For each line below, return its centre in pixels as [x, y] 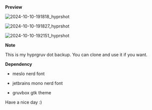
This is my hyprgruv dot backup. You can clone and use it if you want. [76, 55]
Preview [14, 7]
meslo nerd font [28, 74]
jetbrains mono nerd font [37, 83]
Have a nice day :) [24, 102]
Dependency [19, 64]
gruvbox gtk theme [32, 93]
